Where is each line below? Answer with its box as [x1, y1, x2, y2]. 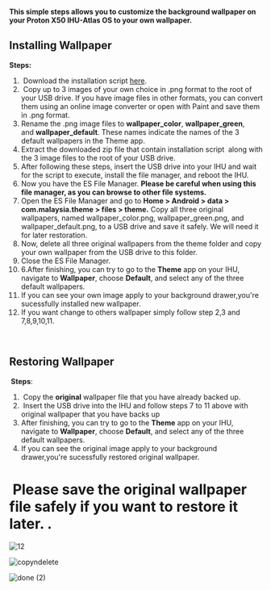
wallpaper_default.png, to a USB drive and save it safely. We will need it [20, 221, 259, 231]
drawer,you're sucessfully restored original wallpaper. [20, 452, 200, 462]
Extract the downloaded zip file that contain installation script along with [20, 144, 263, 154]
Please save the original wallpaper [12, 480, 248, 499]
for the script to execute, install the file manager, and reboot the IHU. [20, 169, 249, 180]
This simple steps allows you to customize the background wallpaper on [9, 7, 256, 16]
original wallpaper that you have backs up [20, 409, 161, 419]
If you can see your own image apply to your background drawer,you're [20, 290, 259, 299]
